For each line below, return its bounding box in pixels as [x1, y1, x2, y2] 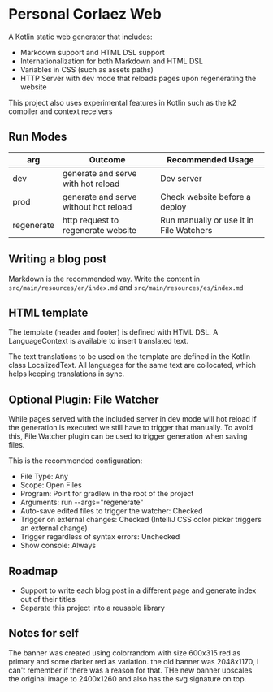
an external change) [19, 523, 88, 533]
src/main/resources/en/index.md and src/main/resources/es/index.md [8, 282, 244, 292]
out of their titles [19, 595, 76, 603]
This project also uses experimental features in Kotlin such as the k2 [8, 97, 237, 107]
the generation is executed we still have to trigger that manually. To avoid [8, 423, 253, 433]
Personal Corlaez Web [8, 5, 162, 24]
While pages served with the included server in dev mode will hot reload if [8, 414, 258, 424]
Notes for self [8, 626, 80, 640]
